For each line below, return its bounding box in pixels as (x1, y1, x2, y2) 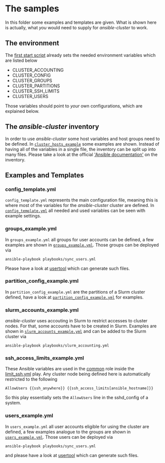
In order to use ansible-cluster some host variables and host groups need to (5, 136, 160, 142)
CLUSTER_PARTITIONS (12, 83, 60, 89)
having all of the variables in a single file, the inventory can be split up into (5, 146, 156, 152)
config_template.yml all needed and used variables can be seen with (5, 207, 146, 213)
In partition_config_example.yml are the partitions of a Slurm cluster (5, 289, 145, 295)
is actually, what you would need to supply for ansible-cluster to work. (5, 24, 148, 30)
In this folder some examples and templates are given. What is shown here (5, 19, 157, 25)
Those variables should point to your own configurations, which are (5, 103, 143, 109)
